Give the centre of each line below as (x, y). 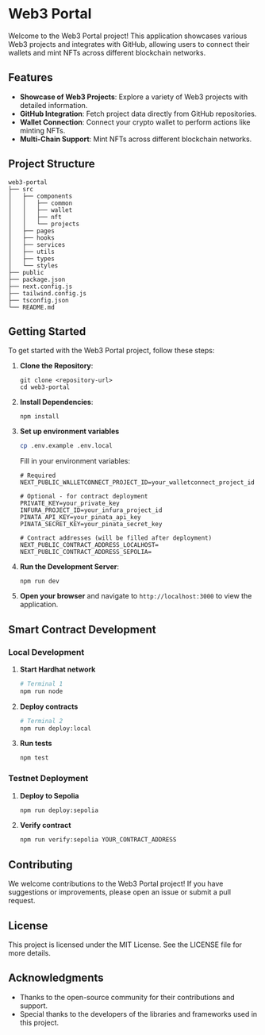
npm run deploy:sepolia (59, 810)
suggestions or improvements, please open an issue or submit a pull (120, 892)
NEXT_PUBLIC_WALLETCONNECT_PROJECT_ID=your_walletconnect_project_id (137, 483)
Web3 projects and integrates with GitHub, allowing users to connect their (129, 44)
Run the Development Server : (69, 567)
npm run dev (39, 581)
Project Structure (52, 164)
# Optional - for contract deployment (84, 497)
